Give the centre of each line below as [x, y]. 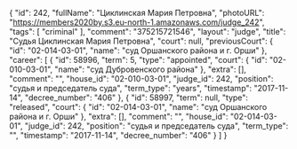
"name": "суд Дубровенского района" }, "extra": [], [151, 69]
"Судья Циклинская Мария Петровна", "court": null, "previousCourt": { [141, 41]
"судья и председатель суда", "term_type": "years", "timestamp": [131, 88]
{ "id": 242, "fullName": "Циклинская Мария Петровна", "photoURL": [137, 13]
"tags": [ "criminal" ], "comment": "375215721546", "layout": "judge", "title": [148, 31]
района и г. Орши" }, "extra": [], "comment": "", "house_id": [119, 116]
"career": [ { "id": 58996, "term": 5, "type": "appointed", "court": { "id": [139, 60]
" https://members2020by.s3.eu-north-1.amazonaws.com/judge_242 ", [137, 22]
